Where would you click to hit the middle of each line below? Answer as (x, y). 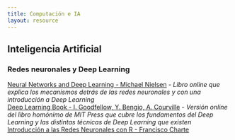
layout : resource (33, 21)
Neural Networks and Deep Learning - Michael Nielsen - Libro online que (114, 85)
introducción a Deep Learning (51, 100)
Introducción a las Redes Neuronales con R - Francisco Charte (98, 130)
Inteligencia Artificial (55, 49)
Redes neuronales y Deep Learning (69, 69)
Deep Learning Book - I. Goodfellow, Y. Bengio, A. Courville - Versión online (117, 107)
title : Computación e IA (44, 14)
